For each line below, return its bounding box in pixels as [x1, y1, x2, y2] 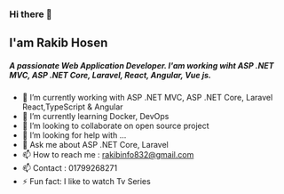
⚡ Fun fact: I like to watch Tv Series [21, 176, 151, 187]
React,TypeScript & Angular [21, 101, 123, 112]
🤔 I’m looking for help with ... [21, 130, 127, 141]
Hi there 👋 [9, 8, 53, 20]
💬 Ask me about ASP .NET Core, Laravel [21, 140, 169, 150]
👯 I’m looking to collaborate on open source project [21, 120, 210, 132]
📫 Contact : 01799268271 [21, 163, 118, 174]
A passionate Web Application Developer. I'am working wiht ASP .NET [9, 60, 274, 70]
